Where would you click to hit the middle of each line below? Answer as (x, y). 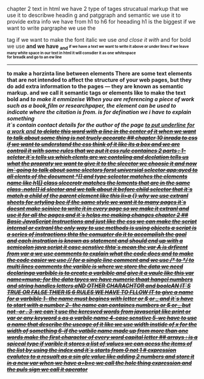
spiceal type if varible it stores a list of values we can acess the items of (100, 343)
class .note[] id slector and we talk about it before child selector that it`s (100, 189)
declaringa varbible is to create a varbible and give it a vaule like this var (100, 272)
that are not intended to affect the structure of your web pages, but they (99, 80)
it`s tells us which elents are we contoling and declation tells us (107, 157)
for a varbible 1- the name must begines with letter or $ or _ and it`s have (100, 298)
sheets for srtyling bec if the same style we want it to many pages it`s (97, 202)
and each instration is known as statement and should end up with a (95, 240)
